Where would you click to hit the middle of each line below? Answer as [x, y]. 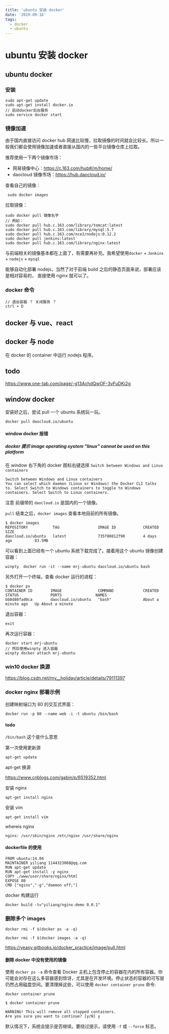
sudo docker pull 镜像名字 [32, 216]
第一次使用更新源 [23, 747]
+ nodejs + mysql [23, 259]
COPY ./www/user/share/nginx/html [42, 876]
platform [15, 452]
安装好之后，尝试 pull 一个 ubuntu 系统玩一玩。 [54, 412]
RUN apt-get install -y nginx [37, 872]
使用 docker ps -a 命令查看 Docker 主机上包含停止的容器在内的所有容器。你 [84, 972]
